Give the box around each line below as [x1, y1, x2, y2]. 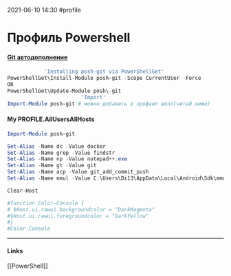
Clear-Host [7, 187, 38, 194]
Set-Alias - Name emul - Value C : [7, 175, 100, 182]
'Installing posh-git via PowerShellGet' [43, 68, 165, 75]
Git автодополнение [7, 53, 68, 61]
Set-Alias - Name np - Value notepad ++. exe [7, 156, 128, 162]
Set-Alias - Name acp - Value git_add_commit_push [7, 169, 149, 176]
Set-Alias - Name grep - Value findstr [7, 149, 115, 156]
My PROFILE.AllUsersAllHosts [7, 115, 95, 123]
